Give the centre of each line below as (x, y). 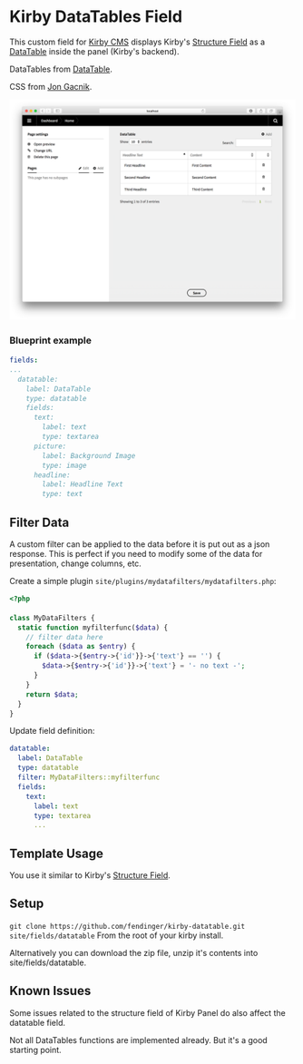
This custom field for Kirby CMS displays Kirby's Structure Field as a (137, 42)
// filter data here (64, 637)
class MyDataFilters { (52, 618)
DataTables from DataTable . (61, 69)
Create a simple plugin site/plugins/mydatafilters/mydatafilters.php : (143, 581)
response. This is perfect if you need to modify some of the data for (136, 554)
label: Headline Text (83, 484)
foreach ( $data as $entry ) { (81, 647)
